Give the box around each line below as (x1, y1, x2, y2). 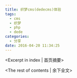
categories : (5, 34, 29, 39)
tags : (5, 12, 16, 16)
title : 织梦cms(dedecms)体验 (5, 7, 61, 12)
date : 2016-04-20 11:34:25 (5, 43, 60, 48)
